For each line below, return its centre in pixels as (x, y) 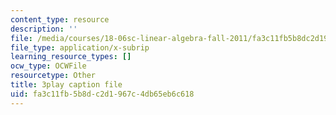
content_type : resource (60, 19)
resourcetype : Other (53, 76)
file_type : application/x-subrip (80, 47)
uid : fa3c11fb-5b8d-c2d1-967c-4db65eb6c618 (102, 94)
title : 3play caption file (66, 85)
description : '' (44, 29)
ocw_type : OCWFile (48, 66)
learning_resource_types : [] (71, 57)
